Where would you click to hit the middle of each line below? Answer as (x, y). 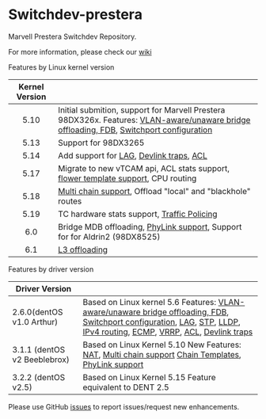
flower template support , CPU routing (127, 178)
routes (70, 201)
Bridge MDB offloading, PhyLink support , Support (150, 227)
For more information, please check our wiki (80, 51)
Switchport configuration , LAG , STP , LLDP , (162, 322)
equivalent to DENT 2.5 (126, 387)
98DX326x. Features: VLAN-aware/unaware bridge (154, 120)
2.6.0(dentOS (38, 312)
